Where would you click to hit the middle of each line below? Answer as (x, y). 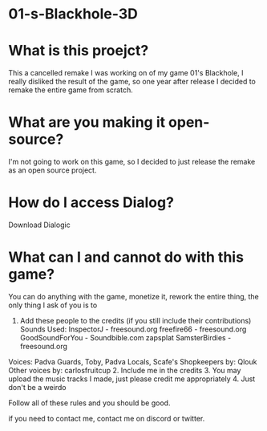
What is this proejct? (79, 51)
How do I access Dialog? (91, 203)
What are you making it (87, 122)
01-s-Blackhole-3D (73, 14)
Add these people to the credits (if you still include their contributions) (136, 320)
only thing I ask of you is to (53, 305)
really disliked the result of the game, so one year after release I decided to (132, 82)
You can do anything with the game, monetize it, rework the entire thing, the (133, 296)
